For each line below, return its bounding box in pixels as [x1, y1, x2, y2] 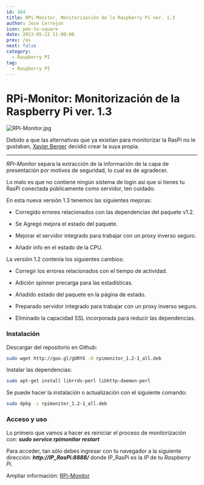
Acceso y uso [6, 415, 47, 424]
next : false [6, 43, 36, 49]
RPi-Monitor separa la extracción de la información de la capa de [6, 160, 169, 168]
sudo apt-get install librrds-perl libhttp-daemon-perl [6, 378, 151, 384]
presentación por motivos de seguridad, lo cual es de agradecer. [6, 167, 168, 174]
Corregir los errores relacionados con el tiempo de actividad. [15, 267, 168, 275]
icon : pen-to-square [6, 26, 59, 32]
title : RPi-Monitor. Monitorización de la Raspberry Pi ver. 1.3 [6, 15, 175, 21]
